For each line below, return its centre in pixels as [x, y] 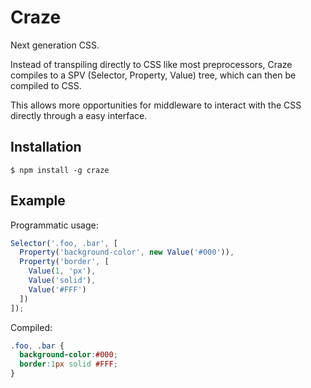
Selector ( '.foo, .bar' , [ [64, 243]
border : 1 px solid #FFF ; [68, 364]
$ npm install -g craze [60, 170]
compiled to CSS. [46, 85]
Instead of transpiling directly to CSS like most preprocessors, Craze [151, 64]
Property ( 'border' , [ [64, 262]
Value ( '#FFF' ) [57, 289]
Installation [46, 147]
